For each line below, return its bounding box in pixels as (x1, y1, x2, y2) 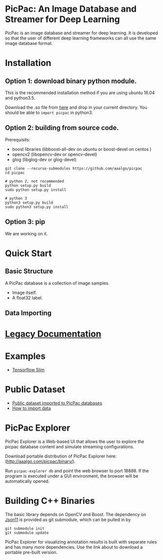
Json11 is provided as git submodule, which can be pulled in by (5, 517, 131, 522)
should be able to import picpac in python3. (5, 109, 93, 115)
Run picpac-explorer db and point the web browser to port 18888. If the (5, 468, 149, 474)
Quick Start (5, 248, 52, 259)
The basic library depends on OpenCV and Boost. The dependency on (5, 511, 146, 517)
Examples (5, 351, 46, 362)
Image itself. (12, 290, 37, 295)
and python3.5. (5, 95, 36, 101)
